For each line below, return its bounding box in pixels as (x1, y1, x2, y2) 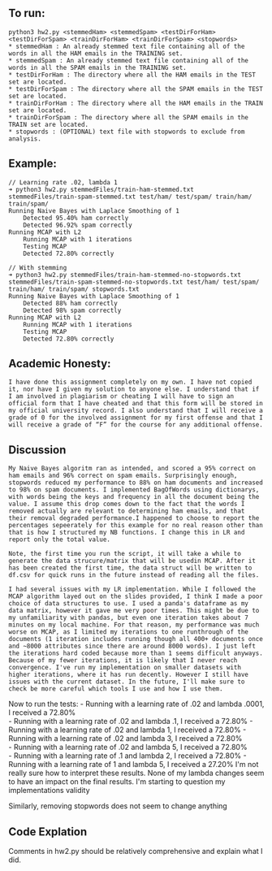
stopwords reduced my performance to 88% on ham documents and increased (8, 479, 264, 487)
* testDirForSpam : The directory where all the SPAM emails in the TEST (8, 84, 264, 93)
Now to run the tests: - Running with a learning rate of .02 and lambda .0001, (8, 699, 265, 709)
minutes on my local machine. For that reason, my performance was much (8, 621, 260, 629)
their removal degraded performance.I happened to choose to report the (8, 514, 260, 522)
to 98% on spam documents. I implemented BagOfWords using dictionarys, (8, 486, 260, 494)
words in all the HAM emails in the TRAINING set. (8, 49, 183, 58)
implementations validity (8, 786, 91, 795)
